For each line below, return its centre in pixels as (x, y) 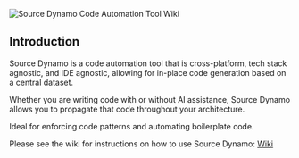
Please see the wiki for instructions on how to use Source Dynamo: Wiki (141, 144)
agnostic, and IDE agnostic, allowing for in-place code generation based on (148, 72)
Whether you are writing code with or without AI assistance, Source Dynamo (150, 99)
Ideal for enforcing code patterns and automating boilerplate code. (132, 126)
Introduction (45, 42)
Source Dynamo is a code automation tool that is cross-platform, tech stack (148, 63)
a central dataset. (42, 82)
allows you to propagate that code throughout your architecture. (127, 109)
